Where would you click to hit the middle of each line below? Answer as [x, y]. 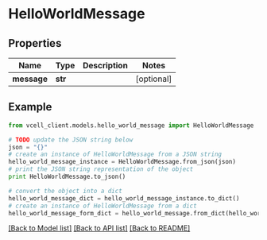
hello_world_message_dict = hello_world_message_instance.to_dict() [124, 198]
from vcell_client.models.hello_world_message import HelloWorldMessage [131, 125]
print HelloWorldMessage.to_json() [67, 177]
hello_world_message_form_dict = [64, 213]
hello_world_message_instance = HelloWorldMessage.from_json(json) [122, 162]
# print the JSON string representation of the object [101, 169]
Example [30, 107]
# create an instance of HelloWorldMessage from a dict [103, 206]
